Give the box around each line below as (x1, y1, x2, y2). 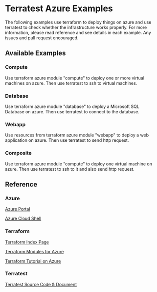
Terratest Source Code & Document (5, 281, 77, 287)
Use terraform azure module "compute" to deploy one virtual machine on (5, 160, 153, 167)
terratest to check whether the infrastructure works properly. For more (5, 24, 147, 30)
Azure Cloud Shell (5, 215, 42, 221)
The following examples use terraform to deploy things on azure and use (5, 19, 152, 25)
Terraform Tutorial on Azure (5, 258, 61, 264)
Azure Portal (5, 206, 30, 212)
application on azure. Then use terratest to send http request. (5, 137, 129, 143)
